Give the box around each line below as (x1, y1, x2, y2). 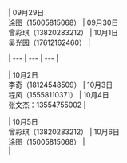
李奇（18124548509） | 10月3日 (8, 80, 113, 89)
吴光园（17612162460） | (8, 38, 91, 47)
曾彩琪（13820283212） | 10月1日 (8, 28, 118, 37)
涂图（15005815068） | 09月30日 (8, 18, 119, 27)
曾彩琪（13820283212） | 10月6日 (8, 127, 120, 137)
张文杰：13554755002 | (8, 100, 86, 109)
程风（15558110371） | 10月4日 (8, 90, 109, 99)
